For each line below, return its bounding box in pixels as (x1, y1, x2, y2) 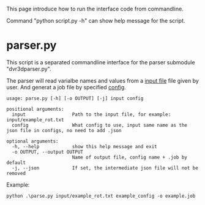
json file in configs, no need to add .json (6, 127, 122, 133)
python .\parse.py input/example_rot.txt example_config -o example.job (6, 193, 196, 199)
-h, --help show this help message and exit (12, 143, 157, 149)
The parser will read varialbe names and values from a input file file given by (6, 76, 199, 84)
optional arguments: (6, 138, 59, 144)
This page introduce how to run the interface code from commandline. (6, 6, 184, 12)
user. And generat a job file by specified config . (6, 83, 127, 91)
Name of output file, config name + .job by (72, 154, 188, 160)
